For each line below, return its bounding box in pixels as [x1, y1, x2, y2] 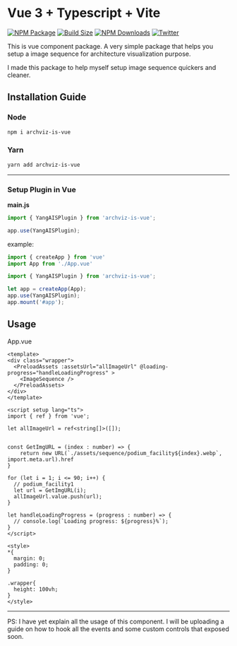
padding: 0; [13, 560, 49, 568]
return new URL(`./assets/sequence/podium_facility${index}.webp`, [20, 450, 222, 457]
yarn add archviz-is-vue [7, 161, 80, 168]
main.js [7, 200, 30, 209]
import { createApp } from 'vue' [7, 253, 106, 261]
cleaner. [7, 71, 31, 79]
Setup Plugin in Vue [7, 184, 76, 194]
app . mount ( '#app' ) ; [7, 299, 65, 306]
